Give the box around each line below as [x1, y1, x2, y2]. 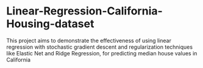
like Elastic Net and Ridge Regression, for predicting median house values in [6, 49, 198, 57]
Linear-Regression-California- [6, 4, 163, 18]
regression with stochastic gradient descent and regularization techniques [6, 43, 193, 51]
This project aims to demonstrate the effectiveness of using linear [6, 37, 172, 44]
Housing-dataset [6, 17, 94, 31]
